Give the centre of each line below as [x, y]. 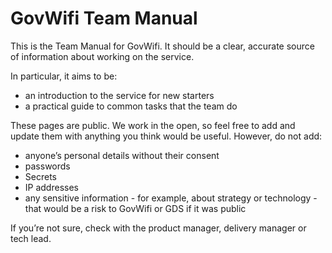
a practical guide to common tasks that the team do [131, 106]
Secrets [40, 176]
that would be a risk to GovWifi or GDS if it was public [135, 208]
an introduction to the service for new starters [119, 95]
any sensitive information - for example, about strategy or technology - [171, 198]
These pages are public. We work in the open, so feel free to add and [153, 125]
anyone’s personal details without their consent [122, 155]
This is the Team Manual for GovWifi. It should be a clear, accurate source [162, 46]
